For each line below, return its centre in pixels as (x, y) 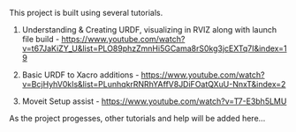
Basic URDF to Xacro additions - (80, 75)
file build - (41, 39)
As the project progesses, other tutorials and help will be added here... (137, 118)
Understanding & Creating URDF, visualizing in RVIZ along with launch (149, 29)
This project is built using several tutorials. (86, 13)
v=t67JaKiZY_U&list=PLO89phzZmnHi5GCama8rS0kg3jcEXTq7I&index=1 (154, 48)
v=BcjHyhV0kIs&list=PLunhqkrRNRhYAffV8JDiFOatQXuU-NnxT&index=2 (154, 84)
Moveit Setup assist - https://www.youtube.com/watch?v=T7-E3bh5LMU (154, 101)
